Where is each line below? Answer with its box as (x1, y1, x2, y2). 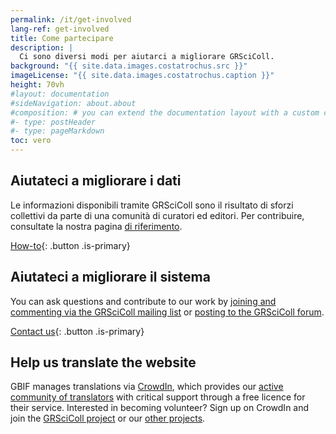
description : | (10, 42, 74, 53)
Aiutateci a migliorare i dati (10, 172, 182, 190)
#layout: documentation (10, 89, 110, 99)
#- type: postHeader (10, 117, 97, 127)
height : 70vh (10, 80, 65, 90)
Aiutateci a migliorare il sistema (10, 269, 211, 286)
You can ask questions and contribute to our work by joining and (10, 295, 277, 307)
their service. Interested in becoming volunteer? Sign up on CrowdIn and (10, 402, 310, 414)
